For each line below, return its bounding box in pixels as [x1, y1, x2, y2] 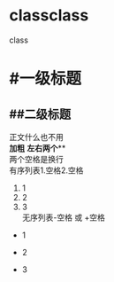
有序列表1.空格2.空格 [9, 165, 84, 176]
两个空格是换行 [9, 153, 64, 164]
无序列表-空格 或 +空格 [21, 212, 106, 223]
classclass [9, 5, 89, 26]
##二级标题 [9, 106, 72, 121]
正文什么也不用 [9, 131, 64, 142]
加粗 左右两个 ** [9, 143, 66, 153]
